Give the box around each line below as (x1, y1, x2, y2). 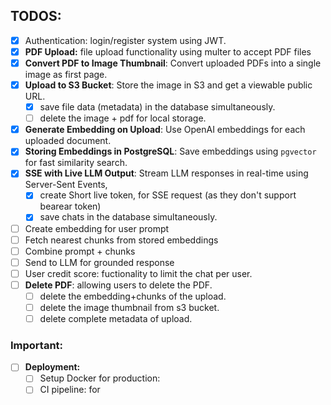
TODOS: (10, 8, 62, 25)
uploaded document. (24, 135, 112, 147)
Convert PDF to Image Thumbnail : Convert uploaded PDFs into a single (24, 57, 322, 69)
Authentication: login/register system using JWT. (24, 34, 227, 46)
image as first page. (24, 69, 108, 80)
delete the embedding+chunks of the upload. (39, 290, 227, 302)
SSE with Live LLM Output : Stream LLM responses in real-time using (24, 167, 309, 179)
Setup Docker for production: (39, 372, 161, 384)
